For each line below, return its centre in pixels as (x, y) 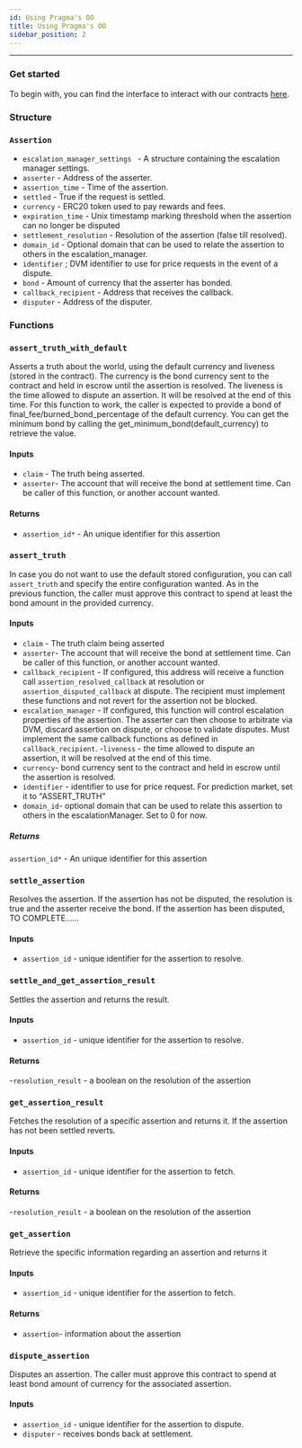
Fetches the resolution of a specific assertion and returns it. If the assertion (148, 1121)
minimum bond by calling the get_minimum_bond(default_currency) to (139, 424)
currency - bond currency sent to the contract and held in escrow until (151, 768)
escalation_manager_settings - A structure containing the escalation (151, 158)
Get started (35, 75)
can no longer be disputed (71, 225)
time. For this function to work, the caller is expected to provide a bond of (145, 404)
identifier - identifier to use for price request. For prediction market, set (158, 786)
